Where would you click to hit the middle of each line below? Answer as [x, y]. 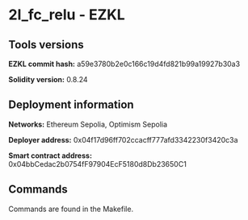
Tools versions [46, 45]
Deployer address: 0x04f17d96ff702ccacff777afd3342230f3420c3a [123, 139]
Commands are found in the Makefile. [71, 209]
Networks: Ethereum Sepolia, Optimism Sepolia [88, 124]
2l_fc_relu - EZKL [67, 15]
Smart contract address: [50, 156]
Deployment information [71, 105]
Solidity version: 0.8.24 [48, 79]
